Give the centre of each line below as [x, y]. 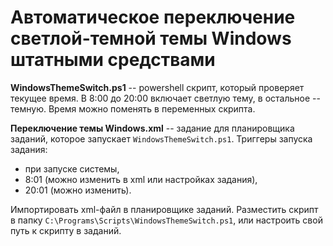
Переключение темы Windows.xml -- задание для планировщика [152, 128]
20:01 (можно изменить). [78, 190]
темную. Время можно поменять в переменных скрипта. [133, 108]
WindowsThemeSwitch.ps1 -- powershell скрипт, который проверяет [157, 87]
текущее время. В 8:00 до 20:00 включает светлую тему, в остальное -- [165, 98]
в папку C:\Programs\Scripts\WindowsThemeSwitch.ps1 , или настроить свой [166, 220]
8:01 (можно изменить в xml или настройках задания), [141, 179]
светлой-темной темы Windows [151, 38]
